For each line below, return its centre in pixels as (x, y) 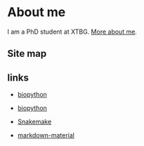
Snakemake (34, 122)
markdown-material (46, 135)
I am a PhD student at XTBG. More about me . (72, 32)
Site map (27, 54)
